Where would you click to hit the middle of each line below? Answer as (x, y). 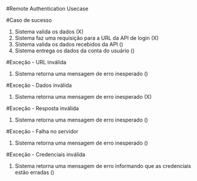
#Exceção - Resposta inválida (43, 108)
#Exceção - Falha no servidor (42, 131)
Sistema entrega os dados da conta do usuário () (75, 51)
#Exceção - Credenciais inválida (46, 155)
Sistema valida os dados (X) (49, 32)
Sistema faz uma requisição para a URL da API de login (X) (87, 38)
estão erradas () (35, 172)
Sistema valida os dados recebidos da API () (69, 44)
